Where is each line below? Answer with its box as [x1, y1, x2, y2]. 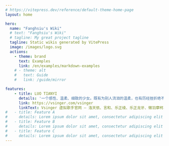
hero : [5, 21, 17, 26]
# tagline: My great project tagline [10, 35, 89, 40]
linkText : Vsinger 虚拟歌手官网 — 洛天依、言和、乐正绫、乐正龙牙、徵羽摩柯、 [18, 105, 167, 110]
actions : [10, 49, 28, 54]
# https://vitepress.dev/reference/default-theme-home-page [5, 7, 134, 13]
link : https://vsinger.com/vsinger [18, 100, 94, 106]
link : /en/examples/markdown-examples [18, 63, 100, 68]
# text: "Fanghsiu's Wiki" [10, 31, 66, 36]
